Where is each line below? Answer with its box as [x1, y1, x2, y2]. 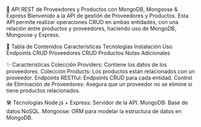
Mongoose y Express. [6, 31, 60, 39]
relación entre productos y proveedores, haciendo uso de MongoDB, [6, 25, 176, 32]
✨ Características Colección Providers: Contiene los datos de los [6, 61, 167, 68]
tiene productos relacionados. [6, 87, 81, 94]
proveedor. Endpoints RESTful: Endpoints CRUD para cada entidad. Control [6, 74, 193, 81]
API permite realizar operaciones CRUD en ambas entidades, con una [6, 19, 179, 25]
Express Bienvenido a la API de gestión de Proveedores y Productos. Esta [6, 12, 189, 19]
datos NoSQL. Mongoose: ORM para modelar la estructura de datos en [6, 108, 182, 114]
